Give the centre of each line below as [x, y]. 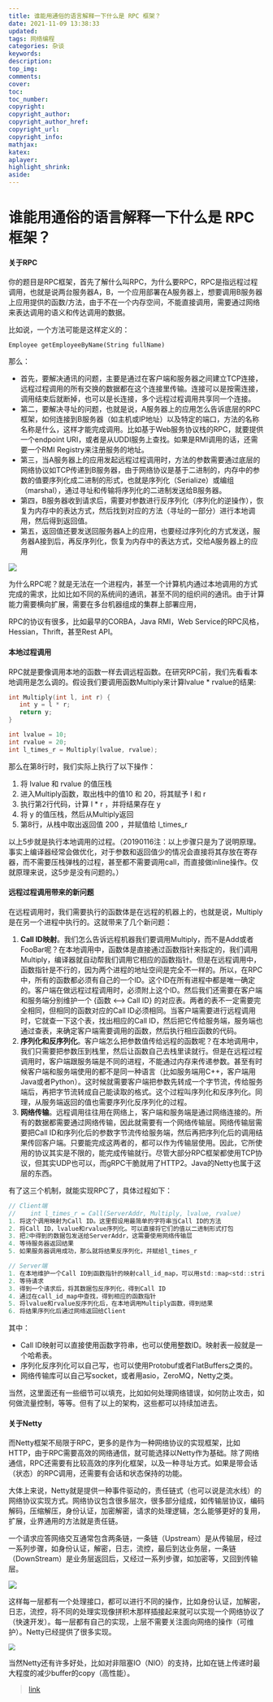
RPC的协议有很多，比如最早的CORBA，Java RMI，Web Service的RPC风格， [136, 622]
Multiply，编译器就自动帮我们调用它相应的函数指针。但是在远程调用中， [141, 959]
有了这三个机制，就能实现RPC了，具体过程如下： [91, 1190]
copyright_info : [36, 137]
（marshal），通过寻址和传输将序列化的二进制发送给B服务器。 [123, 491]
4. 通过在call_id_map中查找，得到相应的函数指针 [82, 1296]
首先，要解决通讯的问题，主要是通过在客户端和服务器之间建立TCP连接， [141, 378]
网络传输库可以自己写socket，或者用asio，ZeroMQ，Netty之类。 [129, 1376]
